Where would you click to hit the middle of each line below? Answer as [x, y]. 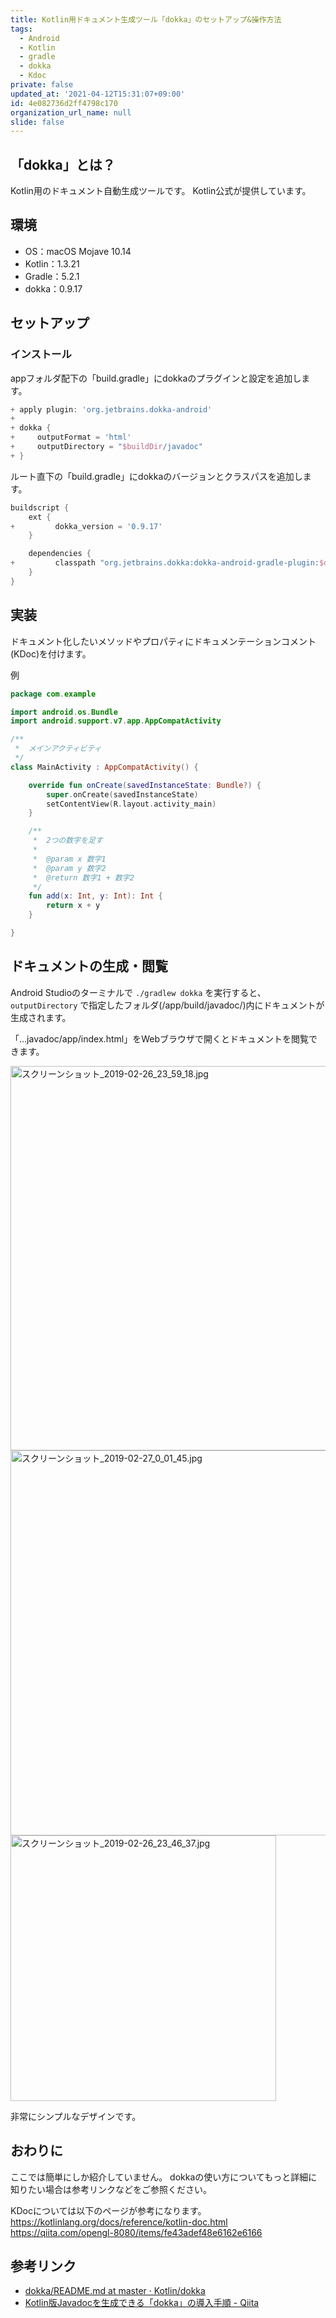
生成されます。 [41, 1017]
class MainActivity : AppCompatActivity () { [104, 767]
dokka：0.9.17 [53, 288]
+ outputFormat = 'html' [71, 437]
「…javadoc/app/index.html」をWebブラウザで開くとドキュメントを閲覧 [159, 1038]
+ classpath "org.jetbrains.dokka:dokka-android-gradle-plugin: [165, 563]
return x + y [73, 906]
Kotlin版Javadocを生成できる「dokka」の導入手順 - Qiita [142, 2303]
